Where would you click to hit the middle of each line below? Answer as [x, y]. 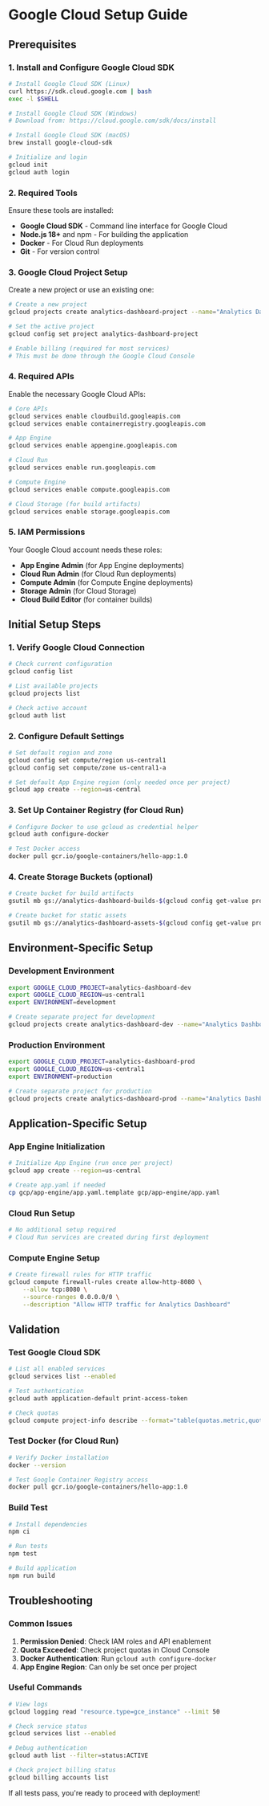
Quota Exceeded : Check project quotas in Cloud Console [114, 1649]
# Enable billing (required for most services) [89, 348]
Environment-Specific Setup [81, 948]
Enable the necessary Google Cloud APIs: [77, 394]
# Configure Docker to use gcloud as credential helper [103, 827]
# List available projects [53, 686]
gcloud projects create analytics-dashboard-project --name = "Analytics [130, 312]
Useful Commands [45, 1687]
